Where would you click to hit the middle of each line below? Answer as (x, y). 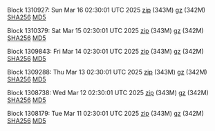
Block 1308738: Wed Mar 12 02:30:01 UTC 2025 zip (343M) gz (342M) (108, 93)
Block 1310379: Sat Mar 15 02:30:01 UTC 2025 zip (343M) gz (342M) (105, 31)
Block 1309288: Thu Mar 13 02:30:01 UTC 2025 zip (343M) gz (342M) (107, 72)
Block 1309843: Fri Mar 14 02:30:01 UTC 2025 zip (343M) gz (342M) (105, 51)
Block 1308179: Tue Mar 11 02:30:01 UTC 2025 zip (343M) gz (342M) (105, 113)
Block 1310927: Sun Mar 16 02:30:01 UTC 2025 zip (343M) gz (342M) (106, 10)
